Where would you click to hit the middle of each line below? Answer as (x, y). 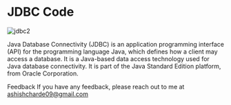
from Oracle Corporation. (43, 73)
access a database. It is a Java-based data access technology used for (109, 58)
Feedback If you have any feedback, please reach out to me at (96, 86)
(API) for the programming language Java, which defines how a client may (113, 51)
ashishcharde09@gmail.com (48, 94)
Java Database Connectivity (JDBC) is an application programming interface (115, 44)
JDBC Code (41, 12)
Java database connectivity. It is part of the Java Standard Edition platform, (114, 66)
